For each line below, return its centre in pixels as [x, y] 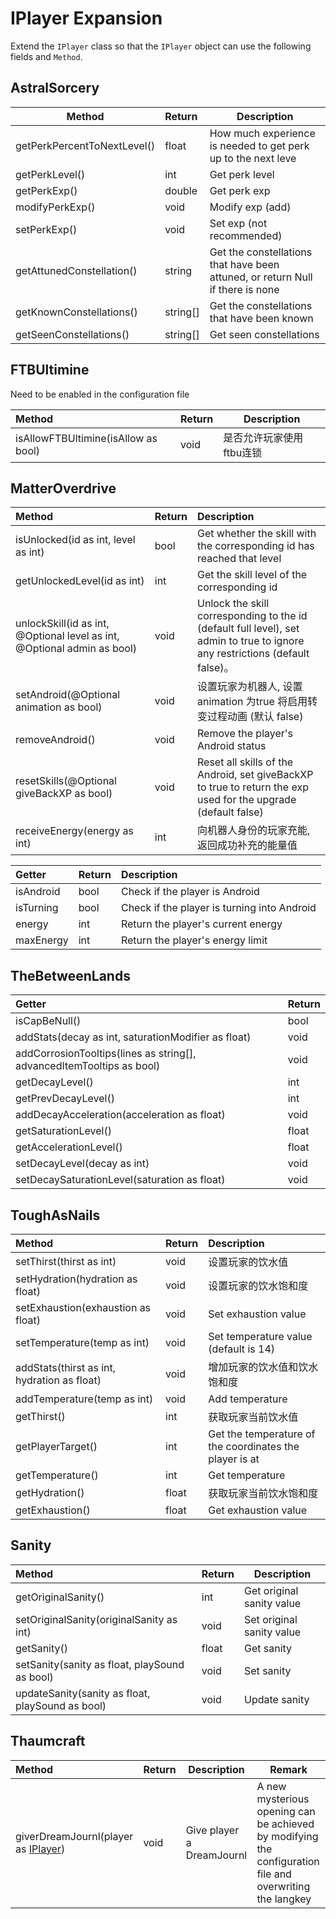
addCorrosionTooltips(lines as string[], [106, 1054]
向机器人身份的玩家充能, [254, 830]
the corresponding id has [256, 546]
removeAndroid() [55, 740]
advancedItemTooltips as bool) [88, 1066]
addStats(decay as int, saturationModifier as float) [133, 1037]
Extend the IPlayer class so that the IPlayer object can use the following [161, 46]
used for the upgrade [247, 800]
